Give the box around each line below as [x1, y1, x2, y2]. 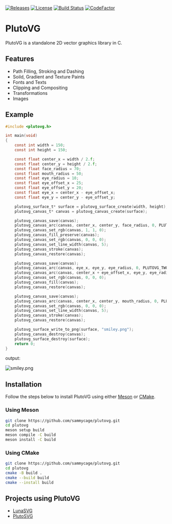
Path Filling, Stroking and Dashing [12, 68, 84, 74]
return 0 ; [14, 341, 36, 346]
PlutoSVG [12, 513, 33, 519]
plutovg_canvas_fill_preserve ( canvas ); [14, 232, 100, 238]
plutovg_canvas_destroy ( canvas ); [14, 331, 86, 337]
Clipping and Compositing [12, 85, 68, 91]
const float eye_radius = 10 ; [14, 176, 79, 181]
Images [12, 95, 29, 102]
